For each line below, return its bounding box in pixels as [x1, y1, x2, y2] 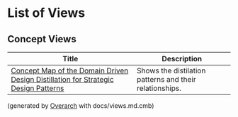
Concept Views [7, 33, 76, 45]
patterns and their [137, 75, 196, 84]
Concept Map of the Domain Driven [11, 66, 129, 75]
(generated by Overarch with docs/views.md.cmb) [7, 101, 154, 110]
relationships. [137, 83, 182, 93]
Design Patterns [11, 83, 64, 93]
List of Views [7, 5, 86, 21]
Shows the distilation [137, 66, 206, 75]
